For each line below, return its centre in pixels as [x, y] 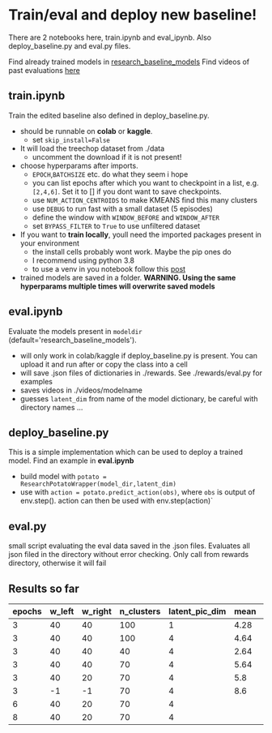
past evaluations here [45, 70]
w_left [62, 611]
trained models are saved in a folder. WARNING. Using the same [128, 277]
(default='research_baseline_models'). [73, 340]
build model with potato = [63, 477]
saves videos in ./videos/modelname [81, 390]
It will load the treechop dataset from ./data [92, 148]
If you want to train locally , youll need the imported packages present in [140, 234]
